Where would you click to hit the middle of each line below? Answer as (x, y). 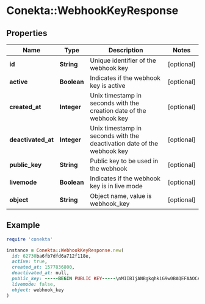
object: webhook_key (38, 290)
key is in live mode (117, 186)
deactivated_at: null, (41, 273)
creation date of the (118, 111)
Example (23, 225)
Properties (27, 33)
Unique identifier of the (123, 60)
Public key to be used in (124, 161)
